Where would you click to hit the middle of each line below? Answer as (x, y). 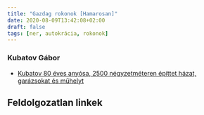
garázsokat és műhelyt (51, 81)
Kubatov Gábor (34, 58)
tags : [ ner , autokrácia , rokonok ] (58, 33)
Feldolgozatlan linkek (55, 102)
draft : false (26, 27)
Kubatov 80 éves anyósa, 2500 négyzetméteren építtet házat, (107, 73)
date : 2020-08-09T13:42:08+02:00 (56, 20)
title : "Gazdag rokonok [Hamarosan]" (63, 14)
